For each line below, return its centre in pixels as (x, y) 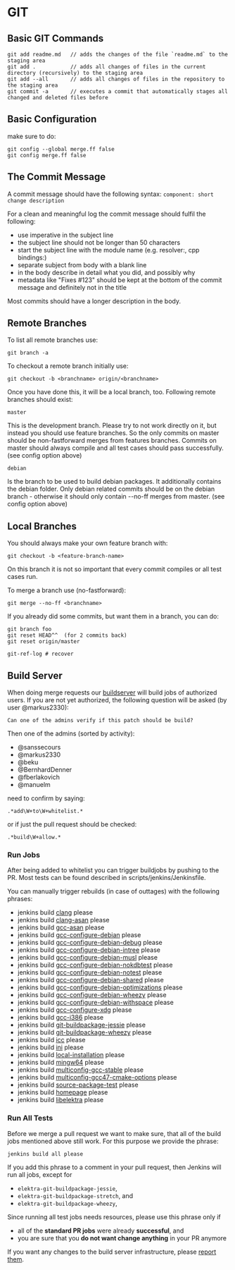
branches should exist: (40, 400)
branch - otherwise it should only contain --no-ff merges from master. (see (116, 496)
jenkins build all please (45, 1154)
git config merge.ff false (47, 155)
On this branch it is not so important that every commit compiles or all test (114, 569)
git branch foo (30, 629)
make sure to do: (32, 136)
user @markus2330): (38, 708)
